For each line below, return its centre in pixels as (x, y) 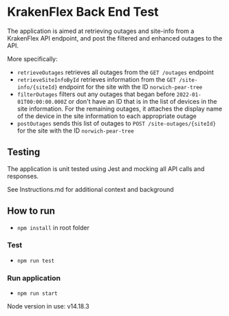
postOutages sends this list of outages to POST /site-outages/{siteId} (117, 123)
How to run (31, 211)
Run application (34, 278)
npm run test (36, 261)
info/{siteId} (37, 87)
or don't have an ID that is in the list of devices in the (143, 101)
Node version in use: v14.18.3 (48, 306)
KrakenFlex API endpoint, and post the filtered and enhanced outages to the (115, 38)
